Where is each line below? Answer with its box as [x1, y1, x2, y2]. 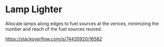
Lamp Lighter [5, 4, 63, 15]
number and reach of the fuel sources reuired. [5, 26, 102, 32]
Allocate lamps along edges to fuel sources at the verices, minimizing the [5, 20, 159, 27]
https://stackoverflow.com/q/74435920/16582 [5, 36, 102, 42]
